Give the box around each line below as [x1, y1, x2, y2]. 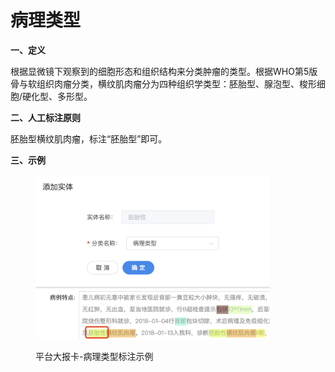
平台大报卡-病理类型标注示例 [35, 350, 154, 362]
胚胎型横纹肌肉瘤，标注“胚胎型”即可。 [10, 132, 168, 145]
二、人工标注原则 [10, 111, 81, 123]
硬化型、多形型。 [22, 90, 93, 102]
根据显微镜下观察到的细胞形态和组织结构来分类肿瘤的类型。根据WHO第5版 [10, 65, 318, 77]
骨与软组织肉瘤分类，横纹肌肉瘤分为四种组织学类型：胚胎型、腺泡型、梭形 [10, 77, 317, 90]
